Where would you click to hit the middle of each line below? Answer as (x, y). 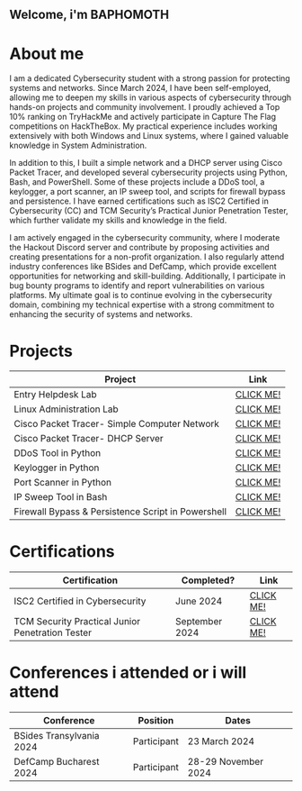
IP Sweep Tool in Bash (61, 497)
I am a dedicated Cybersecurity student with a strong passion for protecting (150, 78)
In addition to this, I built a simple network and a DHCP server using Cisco (146, 163)
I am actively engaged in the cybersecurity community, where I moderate (145, 238)
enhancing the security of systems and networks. (101, 314)
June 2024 (199, 601)
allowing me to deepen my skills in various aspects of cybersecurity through (151, 97)
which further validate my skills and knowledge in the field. (118, 221)
